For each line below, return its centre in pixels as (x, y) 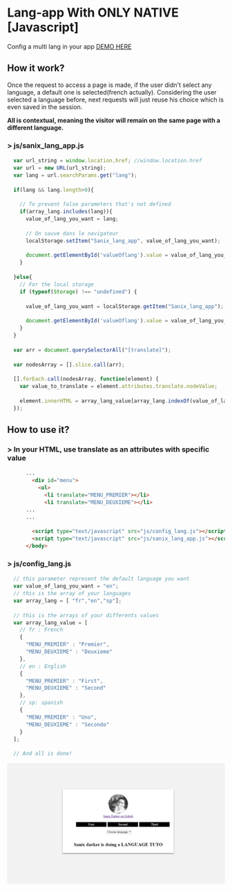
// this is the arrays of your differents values (86, 615)
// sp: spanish (41, 703)
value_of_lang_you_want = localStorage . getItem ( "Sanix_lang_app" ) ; (125, 306)
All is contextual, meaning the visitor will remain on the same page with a (114, 120)
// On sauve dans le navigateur (72, 233)
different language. (36, 127)
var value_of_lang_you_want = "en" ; (66, 586)
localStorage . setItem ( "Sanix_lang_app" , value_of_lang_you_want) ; (123, 241)
